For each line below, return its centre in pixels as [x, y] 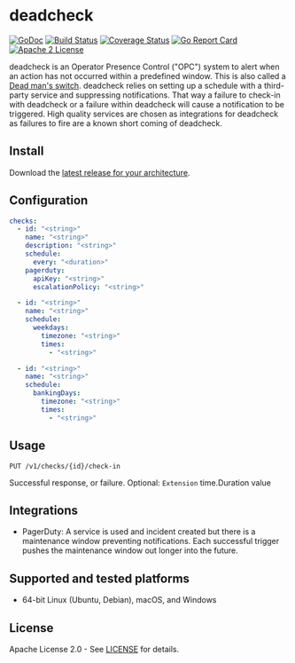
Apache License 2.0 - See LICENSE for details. [94, 649]
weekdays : [50, 328]
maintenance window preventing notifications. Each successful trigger [151, 541]
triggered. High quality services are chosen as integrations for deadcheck [144, 114]
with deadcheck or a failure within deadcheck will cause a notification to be [147, 104]
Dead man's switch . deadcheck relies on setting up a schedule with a [136, 85]
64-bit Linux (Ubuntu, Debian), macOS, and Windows [119, 600]
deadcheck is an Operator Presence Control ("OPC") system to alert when [144, 67]
